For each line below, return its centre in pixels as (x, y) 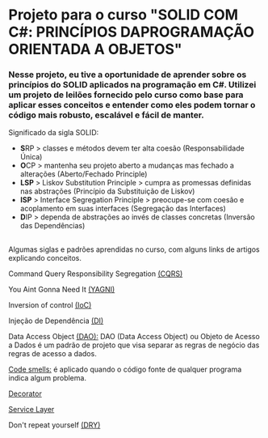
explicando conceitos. (45, 257)
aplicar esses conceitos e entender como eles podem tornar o (132, 105)
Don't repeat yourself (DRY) (54, 425)
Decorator (25, 393)
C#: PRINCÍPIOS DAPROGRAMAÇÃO (132, 32)
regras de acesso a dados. (52, 353)
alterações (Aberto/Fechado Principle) (84, 174)
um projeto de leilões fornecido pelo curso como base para (126, 95)
